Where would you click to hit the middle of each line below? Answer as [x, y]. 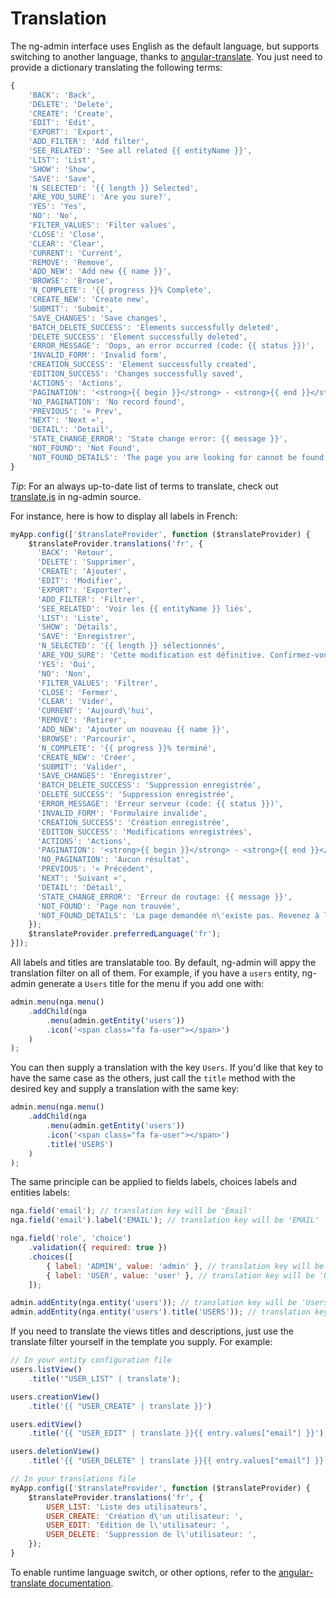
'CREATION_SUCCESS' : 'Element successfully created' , [142, 365]
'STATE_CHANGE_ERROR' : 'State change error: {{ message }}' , [158, 439]
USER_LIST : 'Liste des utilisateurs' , [127, 1507]
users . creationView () [55, 1397]
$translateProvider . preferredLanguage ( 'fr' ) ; [125, 934]
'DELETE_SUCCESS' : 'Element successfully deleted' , [138, 337]
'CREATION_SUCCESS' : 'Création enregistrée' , [133, 822]
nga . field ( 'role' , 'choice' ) [71, 1238]
